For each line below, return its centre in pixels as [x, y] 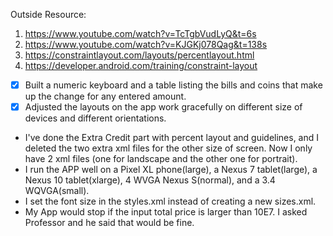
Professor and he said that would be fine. [109, 223]
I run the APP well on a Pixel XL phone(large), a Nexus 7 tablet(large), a [171, 170]
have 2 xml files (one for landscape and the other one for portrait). [161, 159]
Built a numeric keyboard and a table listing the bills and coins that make [173, 85]
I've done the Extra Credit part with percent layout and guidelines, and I [172, 138]
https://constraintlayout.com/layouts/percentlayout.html [139, 55]
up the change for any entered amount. [105, 96]
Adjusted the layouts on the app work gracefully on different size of [163, 107]
